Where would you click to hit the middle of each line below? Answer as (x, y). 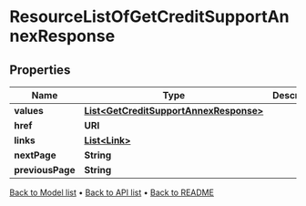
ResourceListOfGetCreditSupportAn (149, 17)
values (29, 111)
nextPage (35, 155)
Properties (40, 70)
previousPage (45, 170)
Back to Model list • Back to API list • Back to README (112, 192)
